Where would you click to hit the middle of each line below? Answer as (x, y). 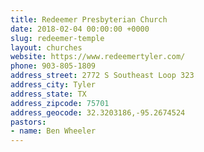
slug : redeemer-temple (57, 38)
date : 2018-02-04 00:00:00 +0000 (80, 29)
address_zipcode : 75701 (60, 103)
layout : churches (46, 47)
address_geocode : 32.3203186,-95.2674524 (98, 112)
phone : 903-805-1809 (53, 66)
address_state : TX (48, 94)
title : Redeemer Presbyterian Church (89, 19)
